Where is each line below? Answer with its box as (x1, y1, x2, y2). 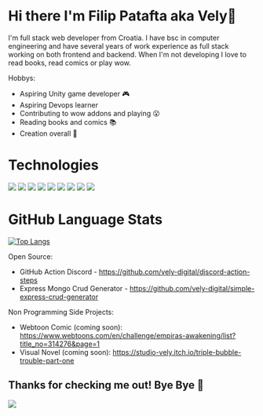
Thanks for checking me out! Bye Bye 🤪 (8, 378, 204, 392)
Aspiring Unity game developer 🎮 (19, 89, 130, 98)
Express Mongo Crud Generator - (19, 283, 128, 293)
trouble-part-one (19, 356, 75, 365)
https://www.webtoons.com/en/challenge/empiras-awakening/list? (19, 330, 236, 340)
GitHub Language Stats (8, 211, 163, 228)
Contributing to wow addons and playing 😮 (19, 108, 161, 118)
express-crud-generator (19, 292, 99, 301)
